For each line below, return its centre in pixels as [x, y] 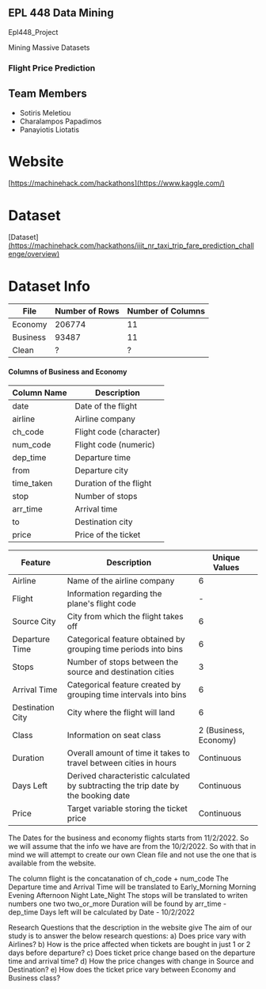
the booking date [99, 795]
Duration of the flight [113, 483]
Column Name [40, 393]
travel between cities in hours [122, 763]
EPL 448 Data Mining [61, 13]
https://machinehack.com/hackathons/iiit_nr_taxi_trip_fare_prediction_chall [133, 245]
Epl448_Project [33, 32]
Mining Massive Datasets [49, 48]
